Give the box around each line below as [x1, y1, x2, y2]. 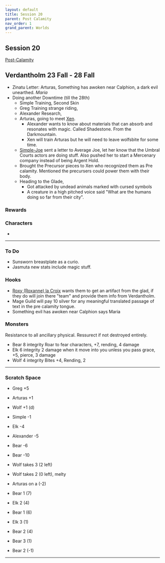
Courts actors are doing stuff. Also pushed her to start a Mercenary [19, 152, 156, 158]
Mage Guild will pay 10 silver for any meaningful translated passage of [12, 298, 155, 304]
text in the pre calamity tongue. [12, 303, 76, 309]
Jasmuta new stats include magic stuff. [12, 264, 92, 270]
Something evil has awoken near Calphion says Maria [12, 308, 121, 314]
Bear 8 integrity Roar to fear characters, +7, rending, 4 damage [12, 341, 139, 347]
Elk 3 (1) [12, 519, 28, 525]
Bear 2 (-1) [12, 548, 34, 554]
